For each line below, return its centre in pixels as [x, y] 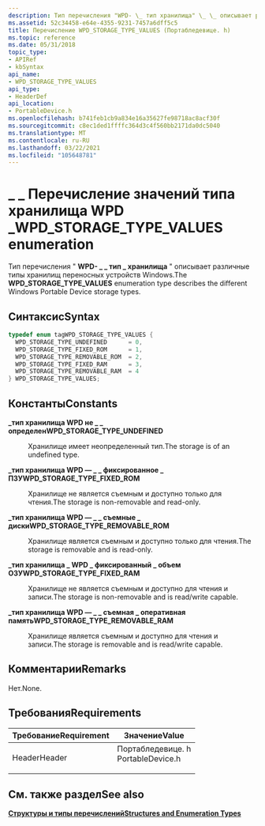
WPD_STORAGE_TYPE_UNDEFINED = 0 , [79, 342]
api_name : [24, 74]
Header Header [40, 757]
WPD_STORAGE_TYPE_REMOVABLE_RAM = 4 [77, 372]
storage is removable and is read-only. [91, 549]
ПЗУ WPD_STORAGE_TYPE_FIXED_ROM [74, 478]
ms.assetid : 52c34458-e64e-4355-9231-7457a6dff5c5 [93, 23]
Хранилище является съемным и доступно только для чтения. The [140, 541]
